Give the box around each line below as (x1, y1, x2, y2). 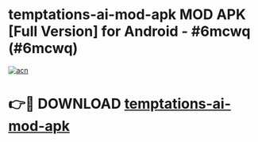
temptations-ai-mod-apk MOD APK (8, 6, 246, 24)
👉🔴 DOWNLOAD (8, 95, 121, 113)
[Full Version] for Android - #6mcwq (8, 22, 251, 40)
